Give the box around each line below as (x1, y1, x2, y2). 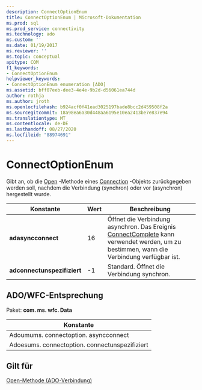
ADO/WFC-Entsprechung (6, 290, 103, 301)
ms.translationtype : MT (6, 115, 66, 121)
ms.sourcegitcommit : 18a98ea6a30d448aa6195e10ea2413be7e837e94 (6, 110, 168, 116)
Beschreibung (129, 205, 171, 213)
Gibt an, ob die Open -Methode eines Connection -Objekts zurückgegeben (6, 178, 192, 185)
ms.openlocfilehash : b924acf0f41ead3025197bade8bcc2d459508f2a (6, 104, 168, 110)
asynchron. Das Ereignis (107, 222, 176, 231)
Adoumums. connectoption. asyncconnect (9, 330, 129, 339)
